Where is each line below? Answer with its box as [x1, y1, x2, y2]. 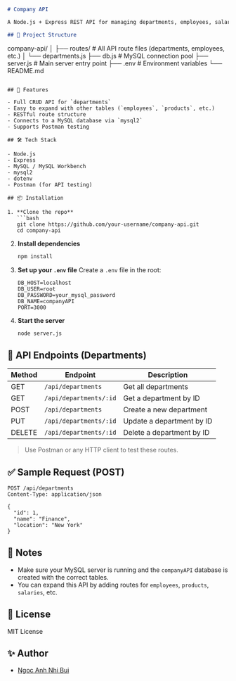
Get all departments [122, 382, 188, 392]
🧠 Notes [7, 547, 43, 559]
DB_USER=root [17, 285, 56, 293]
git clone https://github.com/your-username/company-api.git [16, 221, 199, 228]
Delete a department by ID [122, 428, 210, 438]
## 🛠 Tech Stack [7, 136, 57, 144]
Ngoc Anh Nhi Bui [17, 666, 70, 675]
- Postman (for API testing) [7, 181, 93, 189]
